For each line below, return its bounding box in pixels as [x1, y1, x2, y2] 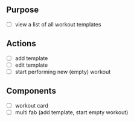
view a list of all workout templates [14, 20, 101, 28]
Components [6, 86, 56, 96]
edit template [14, 61, 48, 69]
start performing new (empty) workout [14, 68, 111, 75]
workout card [14, 102, 49, 109]
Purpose [6, 5, 39, 15]
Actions [6, 38, 36, 49]
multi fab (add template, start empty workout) [14, 108, 129, 116]
